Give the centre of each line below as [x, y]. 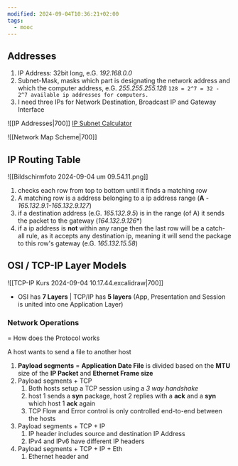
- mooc [23, 27]
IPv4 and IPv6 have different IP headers [86, 441]
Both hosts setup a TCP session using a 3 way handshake [113, 388]
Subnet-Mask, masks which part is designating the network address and [124, 81]
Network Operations [43, 322]
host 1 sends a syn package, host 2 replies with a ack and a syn [122, 396]
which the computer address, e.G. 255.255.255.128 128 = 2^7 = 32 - [118, 88]
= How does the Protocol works [54, 338]
